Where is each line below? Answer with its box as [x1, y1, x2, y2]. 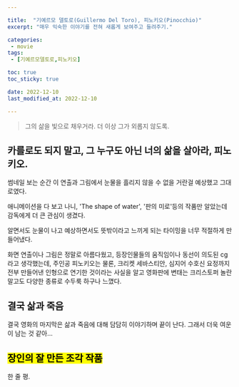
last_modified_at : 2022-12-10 [7, 95, 98, 102]
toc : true [7, 69, 37, 76]
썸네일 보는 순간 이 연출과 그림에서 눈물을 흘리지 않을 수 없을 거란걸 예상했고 [7, 178, 219, 187]
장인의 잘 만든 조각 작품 [7, 352, 103, 364]
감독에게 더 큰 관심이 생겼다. [7, 211, 86, 220]
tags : [7, 49, 24, 57]
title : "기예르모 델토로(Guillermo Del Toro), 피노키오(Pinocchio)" [7, 16, 202, 24]
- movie [10, 43, 34, 50]
